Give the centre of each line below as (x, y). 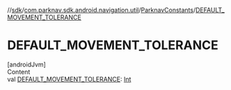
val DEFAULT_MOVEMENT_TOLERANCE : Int (69, 79)
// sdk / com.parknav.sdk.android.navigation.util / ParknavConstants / (102, 10)
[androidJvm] (27, 64)
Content (19, 71)
